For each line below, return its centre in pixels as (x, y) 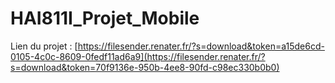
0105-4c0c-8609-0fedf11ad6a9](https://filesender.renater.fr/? (138, 56)
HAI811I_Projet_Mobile (105, 18)
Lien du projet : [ (44, 46)
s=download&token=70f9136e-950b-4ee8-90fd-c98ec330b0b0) (145, 67)
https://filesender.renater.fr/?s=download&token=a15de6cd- (201, 46)
